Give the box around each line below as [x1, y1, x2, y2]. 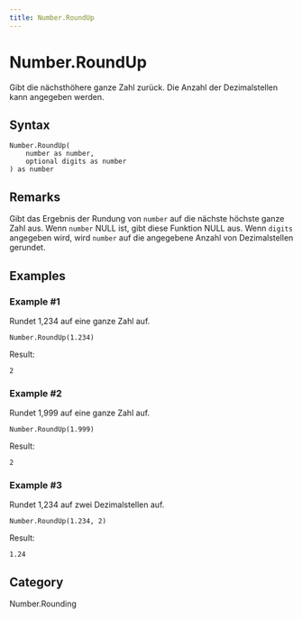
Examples [9, 268, 66, 284]
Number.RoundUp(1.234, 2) [9, 517, 106, 526]
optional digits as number [25, 157, 127, 167]
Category [9, 574, 64, 590]
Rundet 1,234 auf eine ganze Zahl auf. [9, 315, 151, 326]
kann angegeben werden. [9, 91, 105, 102]
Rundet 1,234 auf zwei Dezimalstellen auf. [9, 499, 165, 510]
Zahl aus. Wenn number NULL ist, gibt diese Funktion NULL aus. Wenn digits [9, 223, 293, 234]
